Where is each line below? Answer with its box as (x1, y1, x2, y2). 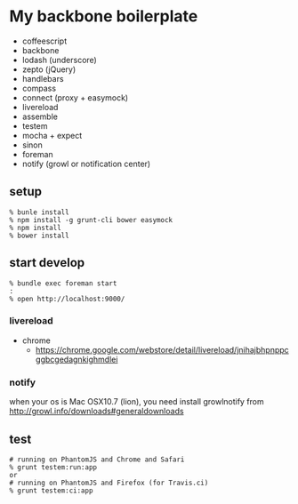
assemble (21, 111, 58, 122)
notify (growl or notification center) (21, 158, 151, 169)
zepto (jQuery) (21, 64, 77, 75)
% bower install (9, 231, 69, 240)
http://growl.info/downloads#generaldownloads (9, 406, 184, 417)
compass (21, 83, 56, 93)
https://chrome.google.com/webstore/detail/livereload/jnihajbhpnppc (35, 344, 289, 355)
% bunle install (9, 207, 69, 217)
